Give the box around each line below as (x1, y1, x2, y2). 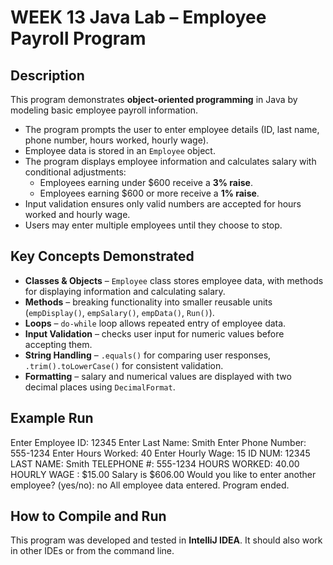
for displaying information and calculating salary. (24, 285, 226, 297)
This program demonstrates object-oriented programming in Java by (10, 94, 298, 105)
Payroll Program (10, 27, 147, 50)
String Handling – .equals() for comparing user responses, (24, 349, 272, 361)
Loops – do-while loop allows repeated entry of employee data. (24, 317, 287, 329)
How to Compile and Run (10, 508, 167, 525)
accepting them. (24, 338, 93, 350)
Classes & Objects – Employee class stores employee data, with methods (24, 274, 324, 286)
